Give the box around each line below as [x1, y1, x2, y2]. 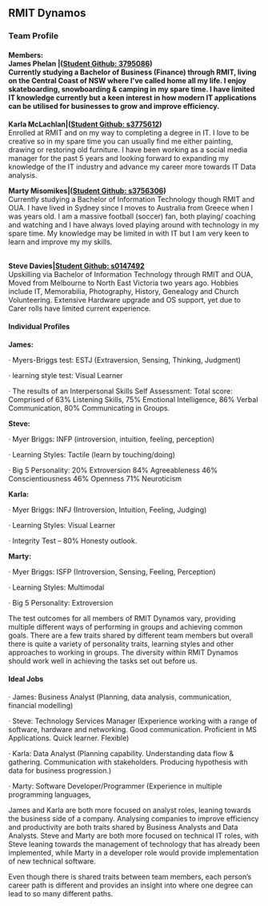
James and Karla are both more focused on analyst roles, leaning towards [8, 805, 252, 815]
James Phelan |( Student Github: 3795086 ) [8, 58, 153, 68]
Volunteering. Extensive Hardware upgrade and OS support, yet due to [8, 295, 242, 304]
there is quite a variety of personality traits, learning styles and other [8, 638, 234, 648]
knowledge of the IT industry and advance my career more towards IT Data [8, 162, 256, 171]
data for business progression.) [8, 765, 112, 775]
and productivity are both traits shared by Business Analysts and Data [8, 822, 238, 832]
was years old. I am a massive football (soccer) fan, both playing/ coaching [8, 211, 256, 221]
